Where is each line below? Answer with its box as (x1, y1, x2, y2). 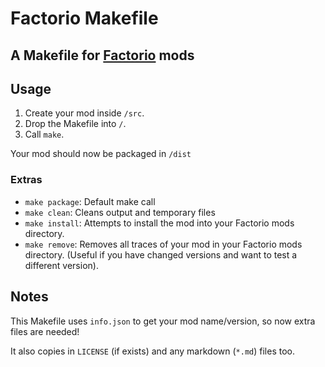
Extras (10, 173, 43, 187)
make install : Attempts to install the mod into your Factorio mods (24, 217, 295, 229)
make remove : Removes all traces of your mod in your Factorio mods (24, 238, 303, 250)
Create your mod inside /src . (24, 107, 145, 119)
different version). (24, 259, 99, 271)
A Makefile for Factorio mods (10, 47, 195, 64)
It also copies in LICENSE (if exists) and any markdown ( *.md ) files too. (10, 345, 295, 357)
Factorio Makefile (10, 7, 159, 30)
